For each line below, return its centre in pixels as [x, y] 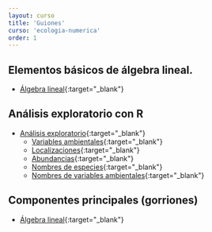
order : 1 [23, 38]
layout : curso [32, 15]
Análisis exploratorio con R [76, 114]
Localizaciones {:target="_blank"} [85, 150]
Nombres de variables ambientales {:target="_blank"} [118, 175]
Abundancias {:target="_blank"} [83, 158]
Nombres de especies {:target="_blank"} [97, 167]
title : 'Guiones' [37, 23]
